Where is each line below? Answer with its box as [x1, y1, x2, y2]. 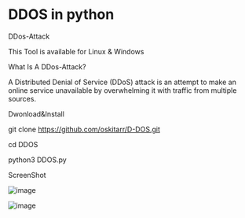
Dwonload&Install [8, 109, 65, 119]
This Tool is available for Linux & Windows [8, 46, 144, 56]
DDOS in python [8, 6, 115, 24]
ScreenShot [8, 170, 46, 179]
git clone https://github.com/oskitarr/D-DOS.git [8, 124, 161, 134]
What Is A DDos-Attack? [8, 61, 86, 72]
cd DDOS [8, 139, 38, 149]
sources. [8, 94, 37, 103]
